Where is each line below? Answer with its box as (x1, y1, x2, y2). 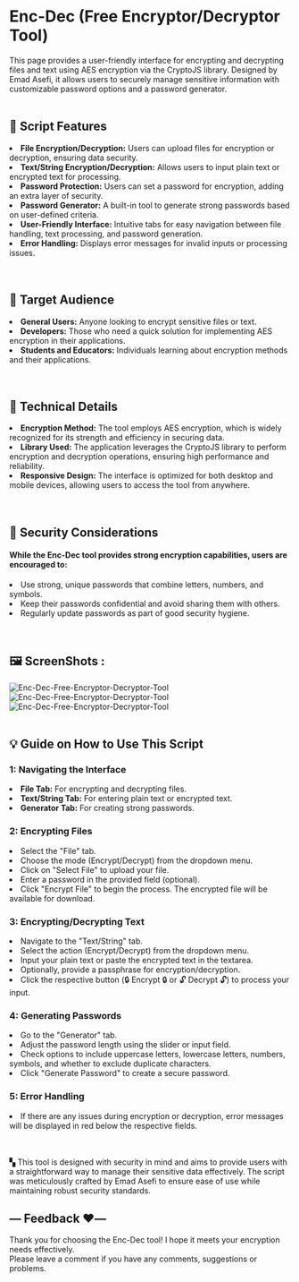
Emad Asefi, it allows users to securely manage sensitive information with (9, 73, 279, 84)
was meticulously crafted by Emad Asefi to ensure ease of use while (9, 1175, 261, 1186)
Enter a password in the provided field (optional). (21, 874, 201, 885)
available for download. (9, 893, 96, 903)
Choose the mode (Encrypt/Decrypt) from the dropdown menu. (21, 855, 253, 866)
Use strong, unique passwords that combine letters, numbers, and (21, 579, 264, 590)
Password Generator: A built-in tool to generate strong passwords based (21, 200, 290, 210)
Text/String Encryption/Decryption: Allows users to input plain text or (21, 161, 280, 172)
